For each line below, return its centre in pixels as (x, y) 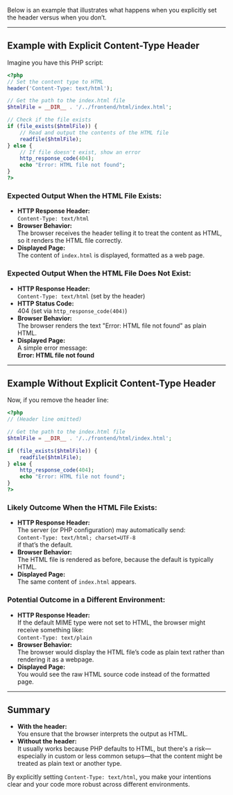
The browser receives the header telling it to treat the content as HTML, (120, 233)
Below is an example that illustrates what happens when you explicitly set (112, 10)
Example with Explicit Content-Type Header (103, 46)
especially (32, 756)
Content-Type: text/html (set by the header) (81, 296)
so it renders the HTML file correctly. (70, 241)
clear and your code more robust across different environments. (99, 785)
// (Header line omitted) (44, 419)
